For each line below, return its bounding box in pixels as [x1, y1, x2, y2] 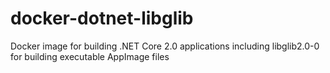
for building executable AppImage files [10, 50, 170, 62]
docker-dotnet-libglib [10, 7, 194, 30]
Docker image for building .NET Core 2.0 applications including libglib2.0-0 [10, 40, 320, 52]
